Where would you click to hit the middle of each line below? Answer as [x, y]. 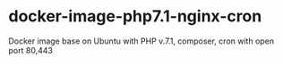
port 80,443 [30, 50]
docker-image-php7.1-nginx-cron [135, 16]
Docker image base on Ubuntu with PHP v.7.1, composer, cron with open [141, 41]
